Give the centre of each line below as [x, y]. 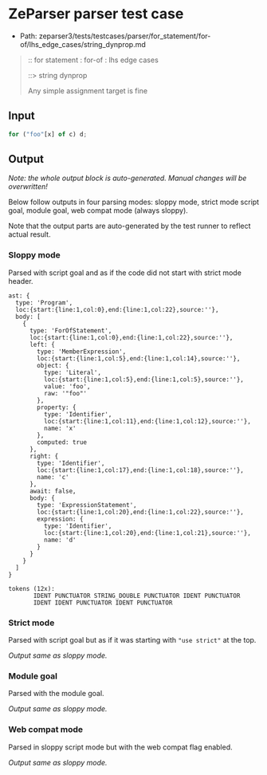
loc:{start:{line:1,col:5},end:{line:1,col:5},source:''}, [144, 380]
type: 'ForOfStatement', [71, 330]
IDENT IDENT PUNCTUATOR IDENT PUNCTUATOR [103, 603]
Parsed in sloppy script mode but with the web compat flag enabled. [120, 747]
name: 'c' [53, 477]
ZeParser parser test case [96, 14]
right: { [44, 456]
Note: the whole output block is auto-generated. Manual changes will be [128, 178]
